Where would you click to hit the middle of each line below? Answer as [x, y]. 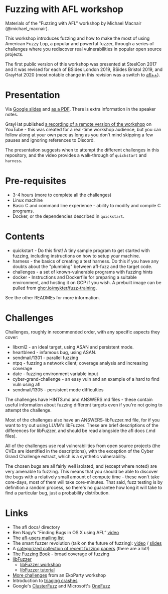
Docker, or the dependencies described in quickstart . [68, 216]
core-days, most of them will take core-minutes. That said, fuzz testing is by [84, 482]
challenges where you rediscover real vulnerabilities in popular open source [83, 49]
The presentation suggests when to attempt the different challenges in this [82, 150]
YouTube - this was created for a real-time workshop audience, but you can [83, 129]
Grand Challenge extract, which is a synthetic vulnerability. [66, 456]
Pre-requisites [36, 181]
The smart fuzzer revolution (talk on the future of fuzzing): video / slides [87, 543]
